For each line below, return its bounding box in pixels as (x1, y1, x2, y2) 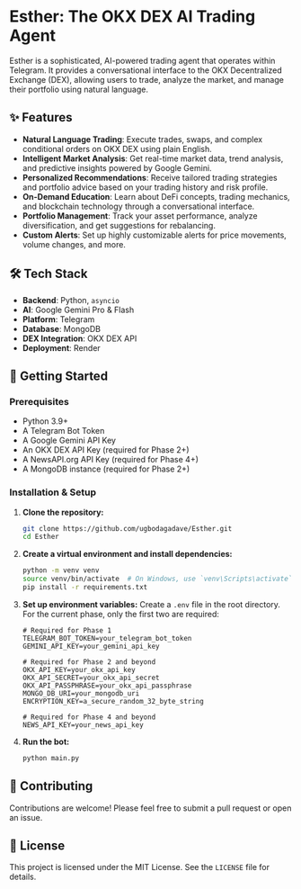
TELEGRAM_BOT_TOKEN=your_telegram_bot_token (22, 633, 192, 642)
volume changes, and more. (22, 238, 126, 249)
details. (9, 871, 37, 883)
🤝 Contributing (9, 778, 93, 794)
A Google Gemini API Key (22, 435, 117, 446)
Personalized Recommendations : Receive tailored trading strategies (22, 172, 278, 183)
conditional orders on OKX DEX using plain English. (22, 143, 213, 154)
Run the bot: (22, 736, 70, 747)
